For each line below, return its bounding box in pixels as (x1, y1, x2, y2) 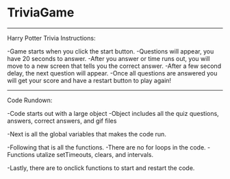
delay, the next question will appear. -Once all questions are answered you (7, 69, 218, 77)
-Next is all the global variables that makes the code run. (7, 130, 166, 138)
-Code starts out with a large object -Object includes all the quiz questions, (7, 109, 219, 117)
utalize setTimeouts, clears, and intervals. (36, 150, 154, 158)
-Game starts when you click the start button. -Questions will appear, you (7, 47, 214, 56)
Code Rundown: (7, 96, 53, 104)
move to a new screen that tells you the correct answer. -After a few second (7, 62, 221, 70)
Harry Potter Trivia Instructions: (7, 34, 96, 42)
